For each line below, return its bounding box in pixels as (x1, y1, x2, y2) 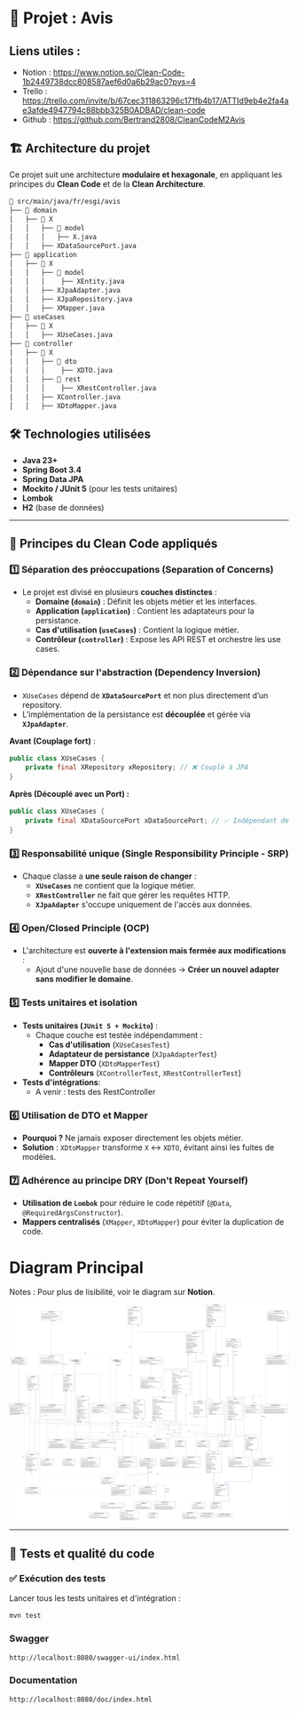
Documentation (9, 1674, 78, 1686)
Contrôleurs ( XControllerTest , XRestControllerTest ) (48, 1067, 242, 1078)
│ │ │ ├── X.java (9, 232, 98, 241)
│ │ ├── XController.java (9, 392, 122, 401)
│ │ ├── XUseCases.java (9, 330, 114, 339)
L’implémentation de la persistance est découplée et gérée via (21, 709, 251, 720)
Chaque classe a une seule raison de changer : (21, 871, 197, 881)
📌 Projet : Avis (9, 8, 114, 28)
